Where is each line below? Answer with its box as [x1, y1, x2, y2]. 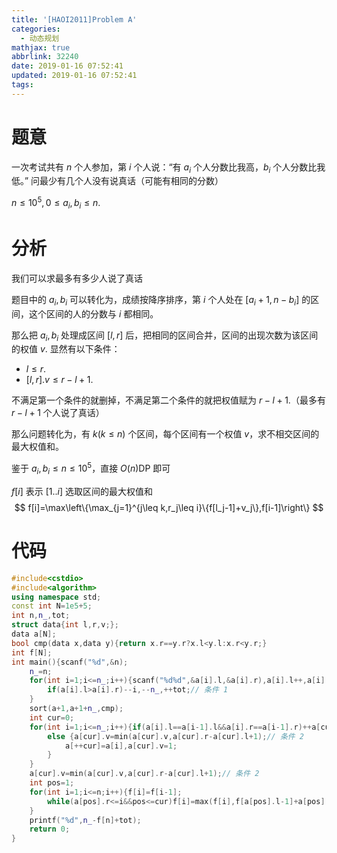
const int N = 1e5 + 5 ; [11, 601, 93, 611]
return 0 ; [29, 824, 71, 835]
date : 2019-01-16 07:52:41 [11, 61, 124, 71]
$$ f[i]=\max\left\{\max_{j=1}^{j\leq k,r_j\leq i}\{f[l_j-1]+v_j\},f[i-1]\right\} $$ [14, 501, 324, 513]
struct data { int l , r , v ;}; [11, 620, 119, 630]
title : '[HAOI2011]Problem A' [11, 14, 138, 25]
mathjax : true [11, 42, 71, 53]
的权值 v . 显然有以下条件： [11, 343, 121, 355]
